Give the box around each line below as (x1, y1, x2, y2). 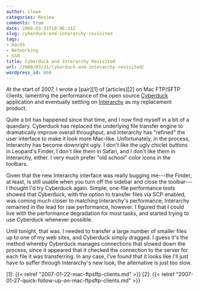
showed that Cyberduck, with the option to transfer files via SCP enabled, (6, 191, 186, 198)
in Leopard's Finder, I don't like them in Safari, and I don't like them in (6, 148, 176, 155)
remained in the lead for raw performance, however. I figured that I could (6, 203, 184, 211)
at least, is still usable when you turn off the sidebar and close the (6, 178, 168, 185)
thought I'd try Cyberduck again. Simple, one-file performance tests (8, 185, 175, 192)
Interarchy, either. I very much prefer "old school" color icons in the (6, 154, 171, 161)
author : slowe (6, 8, 42, 15)
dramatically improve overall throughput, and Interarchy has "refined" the (6, 129, 185, 136)
